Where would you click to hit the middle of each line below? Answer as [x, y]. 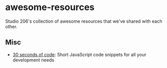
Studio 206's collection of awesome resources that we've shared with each [84, 21]
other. [11, 26]
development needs [33, 60]
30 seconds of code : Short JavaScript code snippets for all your [79, 54]
